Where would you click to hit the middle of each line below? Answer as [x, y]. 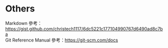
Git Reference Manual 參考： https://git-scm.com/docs [62, 40]
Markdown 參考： [24, 23]
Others [20, 9]
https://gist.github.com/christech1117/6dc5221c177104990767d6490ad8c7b [84, 28]
